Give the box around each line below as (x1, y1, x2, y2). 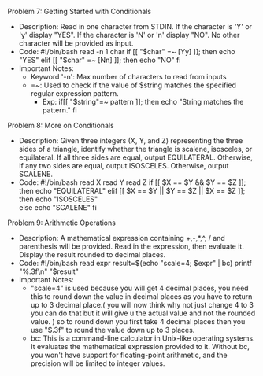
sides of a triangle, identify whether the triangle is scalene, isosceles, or (18, 145, 253, 153)
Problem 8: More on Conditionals (7, 121, 115, 130)
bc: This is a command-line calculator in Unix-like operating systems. (30, 334, 255, 343)
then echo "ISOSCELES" (18, 194, 98, 204)
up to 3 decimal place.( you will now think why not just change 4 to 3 (30, 300, 254, 309)
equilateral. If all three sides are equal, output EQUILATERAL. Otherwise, (18, 153, 254, 162)
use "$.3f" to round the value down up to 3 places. (30, 326, 195, 334)
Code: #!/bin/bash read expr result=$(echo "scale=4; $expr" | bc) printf (18, 259, 253, 267)
